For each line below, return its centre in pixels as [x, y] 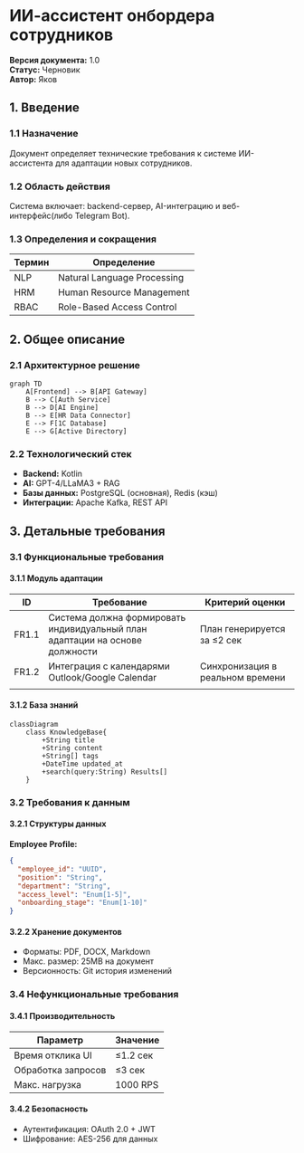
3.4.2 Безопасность [49, 1109]
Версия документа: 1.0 [55, 60]
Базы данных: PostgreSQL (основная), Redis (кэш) [120, 493]
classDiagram [34, 724]
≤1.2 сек [134, 1055]
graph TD [26, 384]
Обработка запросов [60, 1070]
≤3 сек [130, 1070]
